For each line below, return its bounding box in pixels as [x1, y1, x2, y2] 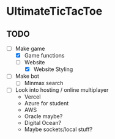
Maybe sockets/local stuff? [24, 126, 93, 133]
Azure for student [24, 100, 69, 107]
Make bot [15, 72, 40, 80]
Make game [15, 45, 45, 52]
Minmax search [24, 80, 64, 87]
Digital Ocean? [24, 119, 62, 127]
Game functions [24, 52, 65, 59]
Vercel [24, 93, 41, 100]
